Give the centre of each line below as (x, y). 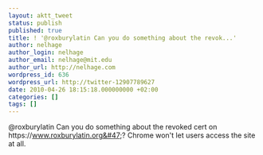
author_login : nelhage (46, 52)
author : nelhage (35, 45)
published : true (35, 30)
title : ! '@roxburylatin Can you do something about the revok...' (123, 38)
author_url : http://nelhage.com (62, 68)
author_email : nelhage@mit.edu (60, 60)
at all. (17, 144)
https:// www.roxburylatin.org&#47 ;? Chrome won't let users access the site (132, 135)
